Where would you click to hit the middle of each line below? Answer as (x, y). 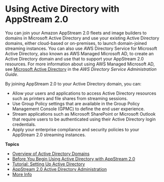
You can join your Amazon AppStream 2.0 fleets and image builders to (76, 33)
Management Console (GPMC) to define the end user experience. (79, 109)
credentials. (24, 124)
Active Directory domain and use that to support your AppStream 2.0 (74, 59)
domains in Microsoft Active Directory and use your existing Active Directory (82, 38)
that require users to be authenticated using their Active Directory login (84, 119)
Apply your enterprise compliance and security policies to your (76, 129)
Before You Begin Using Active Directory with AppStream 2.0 (74, 159)
